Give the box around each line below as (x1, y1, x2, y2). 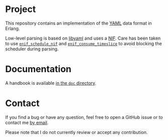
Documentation (5, 64, 72, 75)
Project (5, 4, 36, 15)
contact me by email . (5, 119, 49, 125)
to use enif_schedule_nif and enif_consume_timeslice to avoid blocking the (5, 40, 162, 46)
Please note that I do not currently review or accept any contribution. (5, 129, 148, 135)
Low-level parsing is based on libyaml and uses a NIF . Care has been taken (5, 35, 161, 41)
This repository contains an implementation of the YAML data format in (5, 20, 152, 26)
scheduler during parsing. (5, 46, 59, 52)
